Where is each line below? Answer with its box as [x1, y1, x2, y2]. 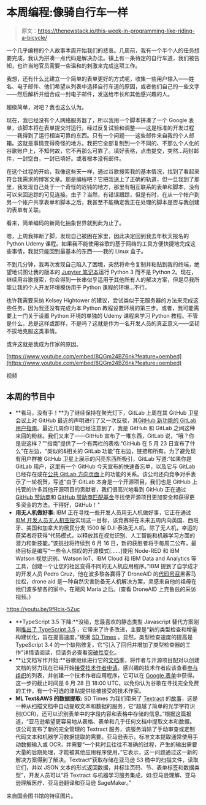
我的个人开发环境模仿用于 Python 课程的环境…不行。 [17, 283, 150, 291]
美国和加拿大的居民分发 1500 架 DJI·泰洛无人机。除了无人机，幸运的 [26, 524, 198, 531]
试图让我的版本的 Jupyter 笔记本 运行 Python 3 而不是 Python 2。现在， [17, 268, 197, 275]
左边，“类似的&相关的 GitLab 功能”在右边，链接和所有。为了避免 [28, 447, 191, 455]
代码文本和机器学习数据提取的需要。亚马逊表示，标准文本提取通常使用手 [15, 733, 198, 740]
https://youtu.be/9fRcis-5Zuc [6, 605, 80, 612]
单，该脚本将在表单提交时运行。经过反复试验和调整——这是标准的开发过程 [6, 124, 194, 131]
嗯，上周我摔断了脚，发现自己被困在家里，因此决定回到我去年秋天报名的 [6, 232, 189, 239]
